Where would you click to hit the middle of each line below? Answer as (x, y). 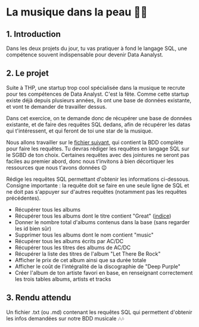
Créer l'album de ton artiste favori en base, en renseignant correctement (104, 272)
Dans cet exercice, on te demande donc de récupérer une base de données (99, 118)
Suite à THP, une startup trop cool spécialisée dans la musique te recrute (96, 87)
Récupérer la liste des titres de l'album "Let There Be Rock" (88, 254)
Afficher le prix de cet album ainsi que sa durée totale (80, 260)
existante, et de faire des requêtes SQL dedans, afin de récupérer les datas (98, 124)
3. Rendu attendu (39, 298)
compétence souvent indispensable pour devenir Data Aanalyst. (85, 55)
